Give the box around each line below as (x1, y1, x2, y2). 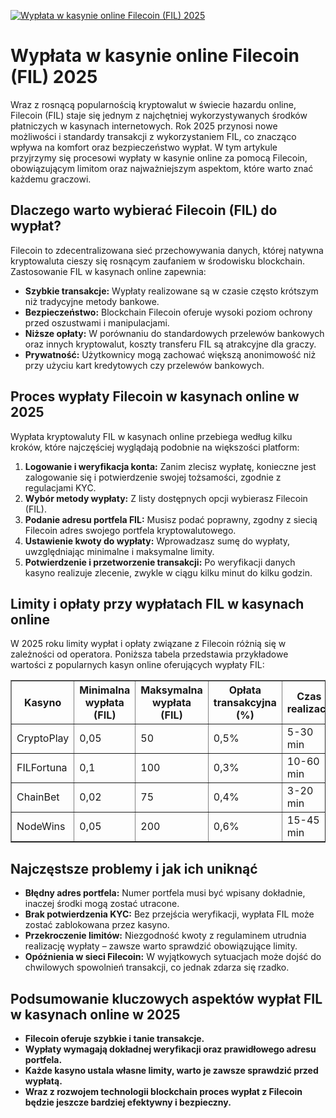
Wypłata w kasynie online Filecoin (10, 45, 300, 67)
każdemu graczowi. (10, 173, 92, 185)
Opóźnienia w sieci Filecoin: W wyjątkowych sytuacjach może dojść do (24, 951, 322, 963)
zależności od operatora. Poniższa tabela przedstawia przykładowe (10, 648, 289, 660)
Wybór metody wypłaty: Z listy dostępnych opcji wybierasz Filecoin (24, 492, 308, 504)
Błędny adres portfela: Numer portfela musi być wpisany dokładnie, (24, 887, 306, 899)
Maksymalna (140, 683, 203, 697)
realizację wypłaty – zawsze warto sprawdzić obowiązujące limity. (24, 940, 298, 952)
